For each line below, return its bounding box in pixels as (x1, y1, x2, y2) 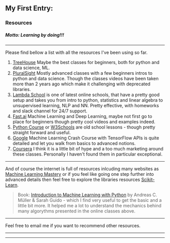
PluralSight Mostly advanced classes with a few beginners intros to (12, 70, 153, 76)
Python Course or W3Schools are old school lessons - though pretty (12, 124, 155, 130)
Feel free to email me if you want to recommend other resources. (5, 223, 141, 229)
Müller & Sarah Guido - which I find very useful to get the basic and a (17, 197, 162, 203)
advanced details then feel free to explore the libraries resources (5, 176, 140, 183)
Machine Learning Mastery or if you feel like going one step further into (5, 171, 154, 177)
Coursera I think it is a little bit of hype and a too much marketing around (12, 146, 163, 152)
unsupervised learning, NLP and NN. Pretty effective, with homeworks (12, 103, 159, 109)
